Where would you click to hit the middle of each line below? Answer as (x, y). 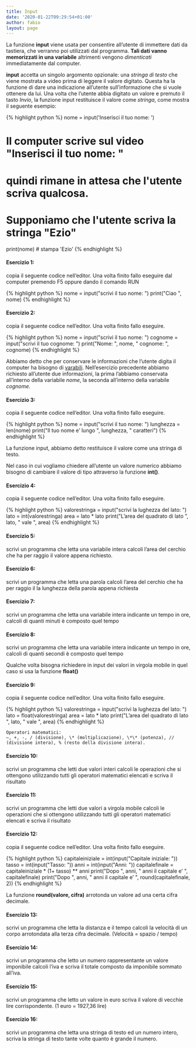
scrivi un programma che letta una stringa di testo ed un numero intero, (92, 1032)
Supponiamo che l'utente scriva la (91, 220)
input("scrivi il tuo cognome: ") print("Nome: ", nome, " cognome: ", (87, 343)
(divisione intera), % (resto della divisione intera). (76, 743)
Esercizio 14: (22, 947)
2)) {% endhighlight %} (34, 884)
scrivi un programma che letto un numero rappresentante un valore (87, 960)
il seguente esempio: (31, 106)
